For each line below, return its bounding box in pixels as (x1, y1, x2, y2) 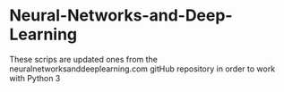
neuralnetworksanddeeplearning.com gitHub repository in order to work (9, 63, 276, 74)
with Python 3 (9, 72, 61, 83)
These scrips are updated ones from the (9, 54, 159, 64)
